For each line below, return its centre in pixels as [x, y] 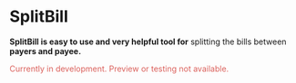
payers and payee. [46, 51]
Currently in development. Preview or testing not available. [119, 69]
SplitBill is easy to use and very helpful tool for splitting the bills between [148, 41]
